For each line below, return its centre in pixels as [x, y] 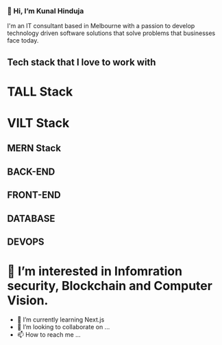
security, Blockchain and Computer [110, 286]
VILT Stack [38, 123]
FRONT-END [34, 195]
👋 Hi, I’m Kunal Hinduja [46, 11]
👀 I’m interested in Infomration [95, 271]
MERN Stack [34, 148]
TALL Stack [40, 91]
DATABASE [31, 218]
